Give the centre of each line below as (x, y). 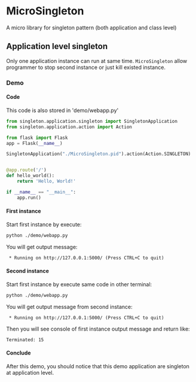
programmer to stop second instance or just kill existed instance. (86, 67)
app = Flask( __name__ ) (34, 143)
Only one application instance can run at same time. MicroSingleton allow (97, 60)
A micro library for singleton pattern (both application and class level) (91, 28)
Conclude (19, 353)
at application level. (30, 372)
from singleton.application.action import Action (69, 127)
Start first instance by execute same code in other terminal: (79, 284)
